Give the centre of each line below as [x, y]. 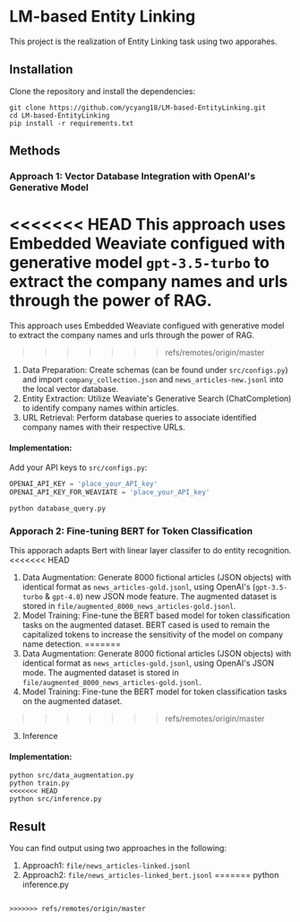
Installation [41, 70]
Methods [35, 151]
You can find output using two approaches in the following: [118, 848]
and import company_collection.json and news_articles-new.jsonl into [153, 379]
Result [28, 826]
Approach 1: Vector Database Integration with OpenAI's [133, 177]
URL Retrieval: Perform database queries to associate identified [139, 418]
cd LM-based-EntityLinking [60, 115]
